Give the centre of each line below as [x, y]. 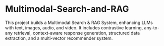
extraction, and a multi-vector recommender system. [59, 38]
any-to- [152, 27]
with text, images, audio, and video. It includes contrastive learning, [74, 27]
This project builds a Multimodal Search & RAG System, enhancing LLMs [79, 23]
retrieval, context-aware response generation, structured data [77, 33]
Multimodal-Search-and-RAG [67, 9]
